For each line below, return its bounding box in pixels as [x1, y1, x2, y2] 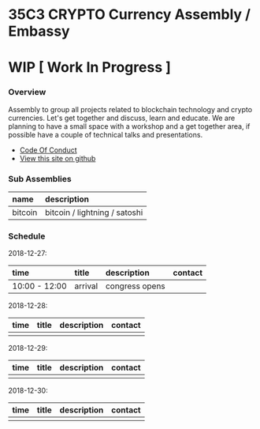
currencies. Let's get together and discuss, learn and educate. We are [8, 113, 236, 122]
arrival [74, 280, 98, 292]
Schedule [8, 231, 46, 242]
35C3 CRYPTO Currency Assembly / [8, 6, 251, 24]
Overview [8, 87, 46, 98]
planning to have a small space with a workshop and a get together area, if [8, 121, 251, 131]
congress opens [105, 280, 165, 292]
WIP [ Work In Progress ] [8, 58, 172, 77]
